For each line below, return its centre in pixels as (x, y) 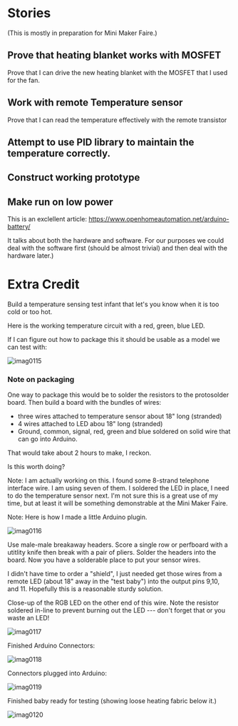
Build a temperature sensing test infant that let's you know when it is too (113, 304)
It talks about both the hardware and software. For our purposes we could (116, 241)
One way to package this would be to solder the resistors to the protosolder (118, 395)
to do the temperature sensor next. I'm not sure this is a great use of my (113, 496)
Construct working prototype (74, 177)
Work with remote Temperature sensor (95, 102)
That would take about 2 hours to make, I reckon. (79, 453)
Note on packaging (41, 380)
